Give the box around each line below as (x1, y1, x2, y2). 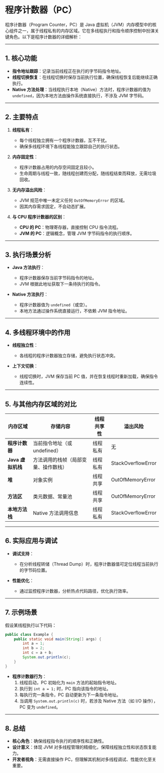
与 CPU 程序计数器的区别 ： (12, 214, 67, 219)
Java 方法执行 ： (12, 265, 45, 270)
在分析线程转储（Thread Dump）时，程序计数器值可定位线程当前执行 (19, 561, 159, 567)
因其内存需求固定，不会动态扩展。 (19, 203, 88, 209)
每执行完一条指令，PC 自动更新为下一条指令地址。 (19, 692, 121, 698)
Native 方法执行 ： (12, 291, 49, 297)
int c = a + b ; (22, 650, 54, 655)
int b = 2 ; (22, 646, 45, 651)
